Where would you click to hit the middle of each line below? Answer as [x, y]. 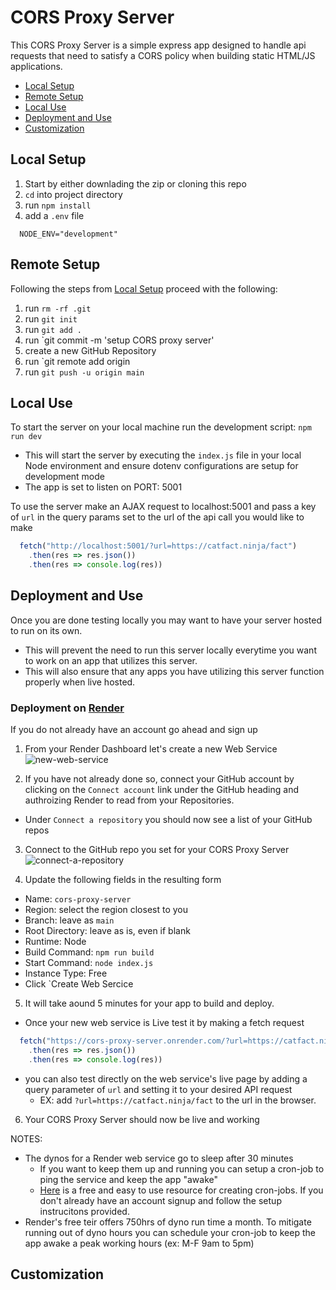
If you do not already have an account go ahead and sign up [134, 730]
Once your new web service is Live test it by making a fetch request [164, 1023]
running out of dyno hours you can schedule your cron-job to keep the [170, 1232]
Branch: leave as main [69, 920]
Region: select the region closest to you [106, 910]
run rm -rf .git [58, 308]
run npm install [58, 205]
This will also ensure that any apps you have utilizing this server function [174, 671]
